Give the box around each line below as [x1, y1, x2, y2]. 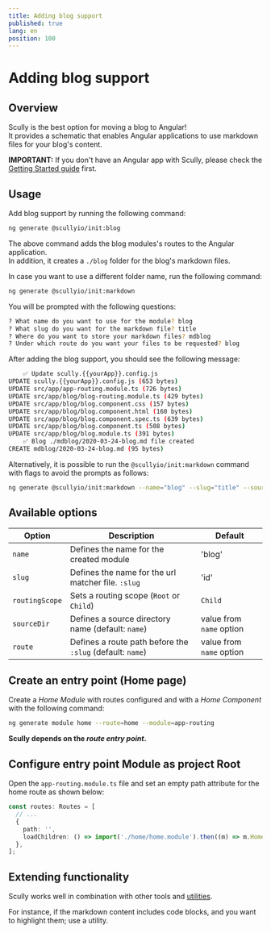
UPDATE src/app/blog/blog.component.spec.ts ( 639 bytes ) [8, 414, 204, 423]
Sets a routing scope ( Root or [69, 589, 180, 601]
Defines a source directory [69, 613, 171, 624]
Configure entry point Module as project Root [8, 757, 241, 771]
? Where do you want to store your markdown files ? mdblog [8, 332, 211, 340]
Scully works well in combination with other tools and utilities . [8, 892, 213, 902]
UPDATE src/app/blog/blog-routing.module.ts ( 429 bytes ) [8, 392, 204, 400]
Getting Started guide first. [8, 164, 97, 173]
